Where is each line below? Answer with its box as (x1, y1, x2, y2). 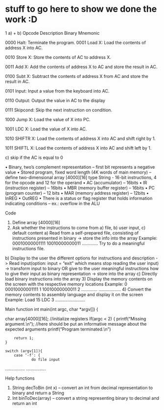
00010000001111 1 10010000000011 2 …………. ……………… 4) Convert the (5, 286, 152, 292)
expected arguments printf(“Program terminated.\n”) (5, 326, 111, 332)
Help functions (5, 375, 35, 381)
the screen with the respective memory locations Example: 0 (5, 281, 127, 287)
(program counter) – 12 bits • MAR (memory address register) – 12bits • (5, 190, 149, 196)
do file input (31, 357, 60, 362)
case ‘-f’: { (14, 353, 41, 358)
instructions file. (12, 245, 45, 251)
